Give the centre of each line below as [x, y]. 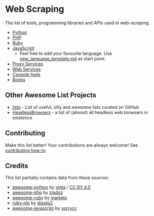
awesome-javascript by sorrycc [45, 208]
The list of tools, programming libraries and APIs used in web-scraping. [77, 23]
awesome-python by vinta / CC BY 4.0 [51, 187]
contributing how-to [25, 150]
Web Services [26, 69]
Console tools [26, 74]
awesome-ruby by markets [40, 198]
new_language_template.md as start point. [63, 58]
